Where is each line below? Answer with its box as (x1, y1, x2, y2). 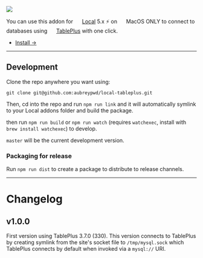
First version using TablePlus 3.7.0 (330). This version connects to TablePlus (6, 233, 196, 240)
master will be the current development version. (6, 137, 125, 144)
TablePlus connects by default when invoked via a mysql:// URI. (6, 245, 166, 253)
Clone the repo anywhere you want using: (6, 78, 111, 85)
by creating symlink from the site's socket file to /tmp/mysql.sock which (6, 239, 184, 246)
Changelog (6, 192, 63, 206)
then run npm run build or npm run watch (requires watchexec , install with (6, 118, 187, 126)
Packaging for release (6, 152, 72, 160)
